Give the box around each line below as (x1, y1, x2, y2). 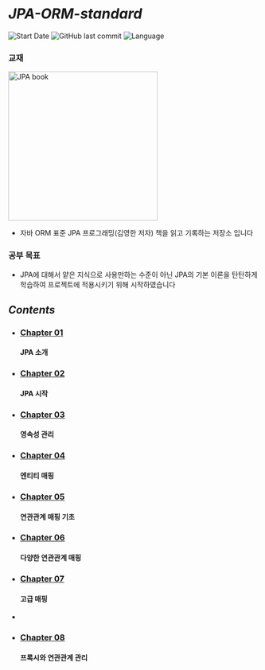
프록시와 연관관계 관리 (19, 652, 88, 662)
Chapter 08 (19, 632, 65, 643)
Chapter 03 (19, 409, 65, 420)
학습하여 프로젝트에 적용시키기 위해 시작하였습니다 (19, 279, 176, 289)
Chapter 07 (19, 573, 65, 584)
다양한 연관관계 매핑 (19, 553, 82, 563)
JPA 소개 (19, 348, 49, 357)
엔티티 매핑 (19, 470, 54, 480)
